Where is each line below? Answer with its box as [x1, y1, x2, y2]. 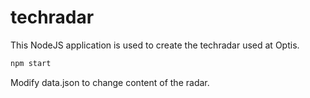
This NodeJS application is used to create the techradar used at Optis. [10, 39, 300, 51]
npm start [10, 58, 52, 68]
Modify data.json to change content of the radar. [10, 76, 210, 88]
